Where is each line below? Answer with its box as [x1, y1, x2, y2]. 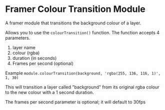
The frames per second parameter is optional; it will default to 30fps [5, 99, 146, 105]
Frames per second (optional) [12, 60, 74, 66]
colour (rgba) [12, 50, 40, 56]
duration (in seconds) [12, 55, 57, 61]
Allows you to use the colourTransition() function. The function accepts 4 [5, 29, 160, 35]
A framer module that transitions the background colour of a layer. [5, 20, 141, 26]
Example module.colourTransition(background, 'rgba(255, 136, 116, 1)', [5, 70, 161, 76]
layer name [12, 44, 36, 50]
